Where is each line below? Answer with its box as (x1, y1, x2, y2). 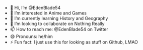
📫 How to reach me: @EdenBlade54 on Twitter (10, 26, 108, 32)
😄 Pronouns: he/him (10, 33, 53, 39)
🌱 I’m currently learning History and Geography (10, 15, 108, 21)
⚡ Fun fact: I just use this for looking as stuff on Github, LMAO (10, 39, 138, 45)
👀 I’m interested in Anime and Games (10, 10, 87, 16)
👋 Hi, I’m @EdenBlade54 (10, 5, 61, 10)
